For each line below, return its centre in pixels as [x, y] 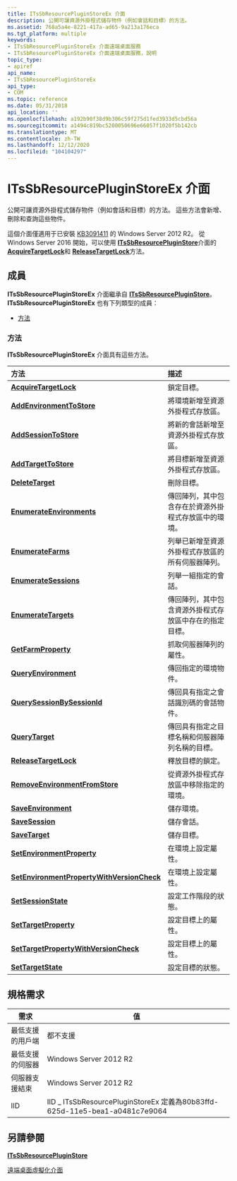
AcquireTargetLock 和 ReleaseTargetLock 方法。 [78, 251]
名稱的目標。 [196, 748]
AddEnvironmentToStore [53, 405]
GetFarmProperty [41, 649]
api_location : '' [33, 112]
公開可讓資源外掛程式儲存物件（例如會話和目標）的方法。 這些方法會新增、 [116, 210]
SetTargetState [37, 967]
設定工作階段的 [192, 896]
